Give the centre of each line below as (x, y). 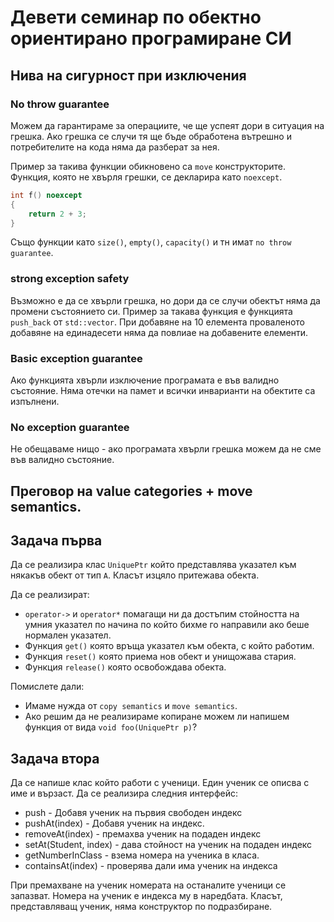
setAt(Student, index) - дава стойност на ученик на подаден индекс (168, 845)
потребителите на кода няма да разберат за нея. (115, 147)
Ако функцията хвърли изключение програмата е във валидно (145, 380)
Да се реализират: (50, 595)
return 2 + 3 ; (57, 214)
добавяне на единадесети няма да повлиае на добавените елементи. (159, 332)
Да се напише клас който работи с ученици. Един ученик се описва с (160, 783)
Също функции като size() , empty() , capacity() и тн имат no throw (151, 242)
